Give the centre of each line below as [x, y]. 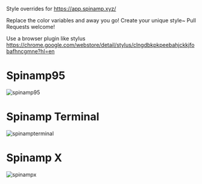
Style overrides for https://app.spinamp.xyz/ [61, 9]
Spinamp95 [36, 76]
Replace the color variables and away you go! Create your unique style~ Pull [101, 20]
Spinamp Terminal [53, 117]
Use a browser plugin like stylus [46, 38]
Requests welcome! [31, 27]
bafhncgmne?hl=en [31, 51]
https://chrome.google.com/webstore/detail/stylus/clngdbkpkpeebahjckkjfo [100, 45]
